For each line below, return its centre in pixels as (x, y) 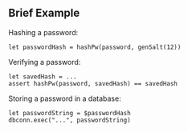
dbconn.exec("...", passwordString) (69, 120)
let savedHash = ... (43, 76)
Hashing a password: (43, 32)
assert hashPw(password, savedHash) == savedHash (93, 83)
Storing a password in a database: (65, 98)
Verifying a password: (45, 62)
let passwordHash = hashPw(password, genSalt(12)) (95, 47)
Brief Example (44, 13)
